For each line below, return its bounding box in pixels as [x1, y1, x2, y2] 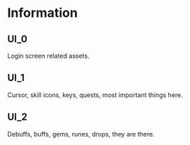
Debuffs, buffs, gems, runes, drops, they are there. [7, 130, 155, 138]
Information [7, 5, 78, 21]
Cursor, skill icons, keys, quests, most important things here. [7, 90, 184, 99]
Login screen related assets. [7, 51, 90, 60]
